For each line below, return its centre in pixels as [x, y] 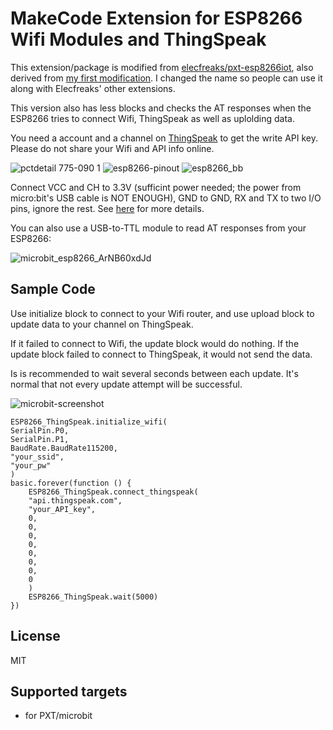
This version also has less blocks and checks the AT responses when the [161, 108]
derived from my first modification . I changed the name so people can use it [166, 78]
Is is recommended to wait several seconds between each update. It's [154, 373]
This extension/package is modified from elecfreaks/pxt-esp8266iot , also [162, 67]
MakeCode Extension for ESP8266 [156, 18]
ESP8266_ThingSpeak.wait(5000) [93, 597]
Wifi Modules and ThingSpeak [138, 39]
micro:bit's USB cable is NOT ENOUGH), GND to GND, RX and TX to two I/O [166, 198]
